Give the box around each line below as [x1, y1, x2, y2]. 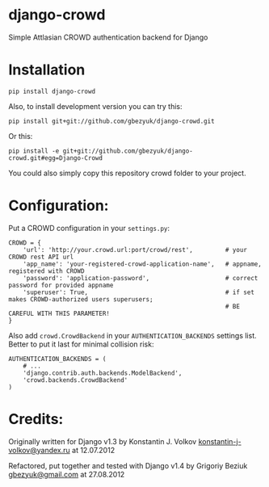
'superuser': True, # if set [23, 288, 254, 296]
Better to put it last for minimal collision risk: [8, 339, 154, 349]
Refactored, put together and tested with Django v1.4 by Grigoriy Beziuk [8, 460, 248, 470]
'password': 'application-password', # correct [23, 274, 258, 282]
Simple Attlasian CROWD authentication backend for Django [8, 32, 208, 42]
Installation [8, 61, 86, 79]
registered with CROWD [8, 267, 85, 275]
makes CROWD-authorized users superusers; [8, 295, 153, 304]
